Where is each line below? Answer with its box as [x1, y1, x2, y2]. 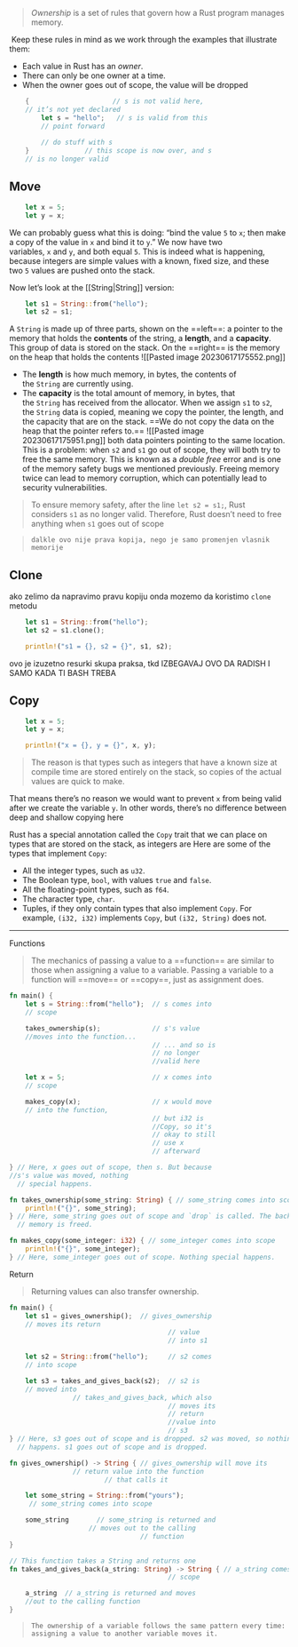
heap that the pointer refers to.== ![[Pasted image [21, 426, 205, 436]
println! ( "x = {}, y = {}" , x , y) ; [25, 741, 157, 750]
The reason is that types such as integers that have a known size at [30, 757, 278, 768]
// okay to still [152, 1130, 216, 1140]
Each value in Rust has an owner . [21, 61, 144, 71]
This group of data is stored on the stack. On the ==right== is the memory [9, 342, 281, 354]
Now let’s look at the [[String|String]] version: [9, 282, 175, 292]
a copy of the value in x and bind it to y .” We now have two [9, 236, 223, 247]
